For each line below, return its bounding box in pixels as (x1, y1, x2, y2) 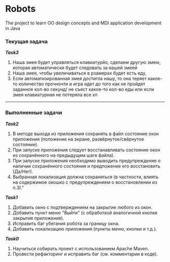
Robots (5, 3, 36, 15)
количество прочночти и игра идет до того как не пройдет (18, 81, 146, 87)
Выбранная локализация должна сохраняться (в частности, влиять (12, 174, 159, 180)
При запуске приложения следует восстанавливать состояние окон (12, 147, 160, 153)
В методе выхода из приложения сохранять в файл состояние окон (12, 130, 159, 137)
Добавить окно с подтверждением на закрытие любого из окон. (12, 204, 153, 210)
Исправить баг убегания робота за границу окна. (12, 220, 120, 226)
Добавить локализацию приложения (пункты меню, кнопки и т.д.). (12, 225, 157, 232)
